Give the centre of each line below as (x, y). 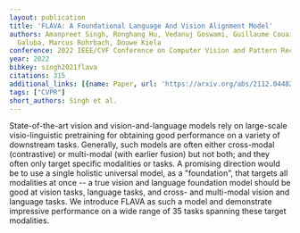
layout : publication (48, 17)
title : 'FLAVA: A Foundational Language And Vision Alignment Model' (142, 26)
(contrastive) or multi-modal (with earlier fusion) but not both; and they (140, 154)
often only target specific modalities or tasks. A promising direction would (145, 164)
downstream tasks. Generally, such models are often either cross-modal (142, 145)
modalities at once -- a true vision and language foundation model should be (150, 183)
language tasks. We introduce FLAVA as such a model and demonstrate (141, 202)
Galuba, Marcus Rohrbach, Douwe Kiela (90, 42)
